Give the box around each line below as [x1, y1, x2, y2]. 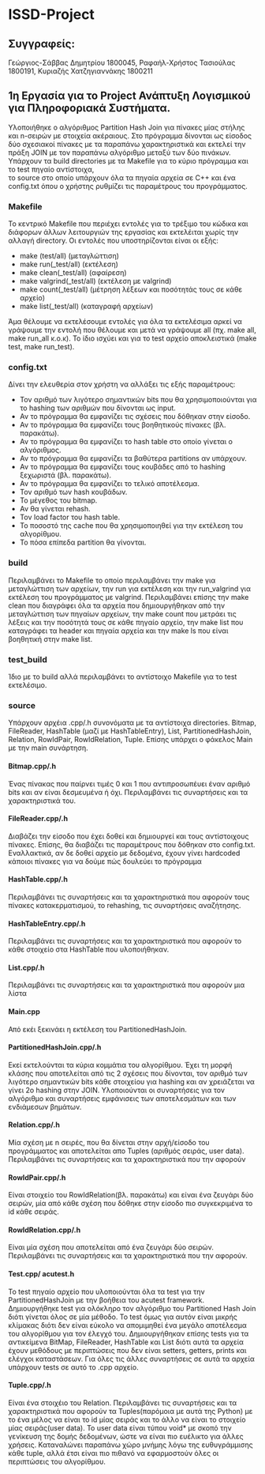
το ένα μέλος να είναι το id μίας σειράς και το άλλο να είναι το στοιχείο [8, 1415, 246, 1424]
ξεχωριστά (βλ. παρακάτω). [19, 470, 112, 480]
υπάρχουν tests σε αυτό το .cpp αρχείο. [8, 1362, 140, 1372]
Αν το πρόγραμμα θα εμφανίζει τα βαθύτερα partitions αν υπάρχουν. [19, 454, 247, 463]
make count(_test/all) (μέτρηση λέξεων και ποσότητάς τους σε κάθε [19, 285, 243, 294]
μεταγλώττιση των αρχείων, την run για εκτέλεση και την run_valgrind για [8, 583, 251, 594]
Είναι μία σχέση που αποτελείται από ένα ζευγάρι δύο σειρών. [8, 1242, 215, 1252]
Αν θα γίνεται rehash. [19, 504, 91, 514]
